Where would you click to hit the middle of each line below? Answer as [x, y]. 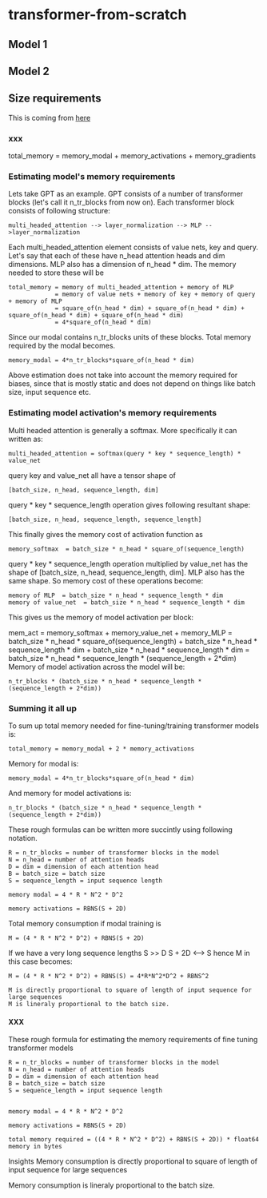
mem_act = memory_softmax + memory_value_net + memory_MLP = [121, 632]
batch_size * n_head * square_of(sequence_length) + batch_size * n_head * [133, 641]
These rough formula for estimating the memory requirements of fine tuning [133, 1040]
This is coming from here [50, 117]
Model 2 [29, 71]
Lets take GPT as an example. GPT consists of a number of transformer [126, 194]
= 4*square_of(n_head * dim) [103, 322]
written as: [26, 439]
